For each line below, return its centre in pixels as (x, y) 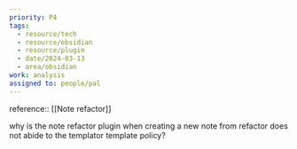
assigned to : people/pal (55, 83)
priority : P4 (33, 17)
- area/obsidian (47, 67)
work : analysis (37, 75)
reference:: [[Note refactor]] (60, 108)
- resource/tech (47, 34)
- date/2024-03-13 (51, 59)
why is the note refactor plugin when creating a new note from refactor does (148, 126)
